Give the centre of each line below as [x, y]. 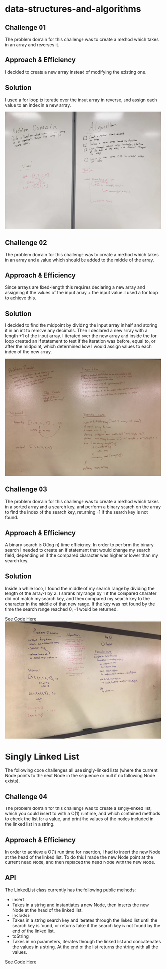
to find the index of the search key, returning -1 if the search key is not [77, 512]
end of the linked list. [34, 931]
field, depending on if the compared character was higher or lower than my [82, 555]
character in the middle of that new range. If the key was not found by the [80, 604]
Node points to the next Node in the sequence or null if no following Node [80, 776]
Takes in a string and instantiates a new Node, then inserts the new [81, 905]
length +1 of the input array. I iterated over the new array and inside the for [81, 336]
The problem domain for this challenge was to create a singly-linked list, [79, 808]
